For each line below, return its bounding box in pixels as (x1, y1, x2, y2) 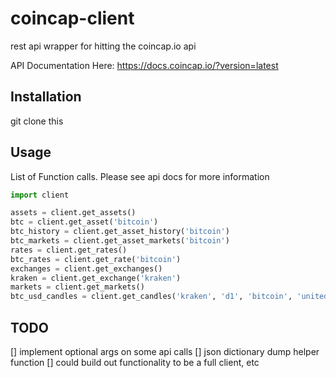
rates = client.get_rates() (10, 245, 128, 255)
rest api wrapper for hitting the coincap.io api (10, 40, 197, 52)
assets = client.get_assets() (10, 208, 137, 218)
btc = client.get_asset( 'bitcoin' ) (10, 217, 159, 227)
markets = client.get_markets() (10, 282, 145, 292)
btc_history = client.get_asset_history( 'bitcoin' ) (10, 227, 230, 237)
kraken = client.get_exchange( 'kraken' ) (10, 273, 182, 283)
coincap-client (10, 7, 135, 30)
